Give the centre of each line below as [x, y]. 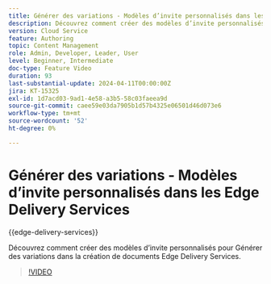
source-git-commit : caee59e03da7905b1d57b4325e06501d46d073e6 [115, 106]
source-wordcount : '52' [48, 121]
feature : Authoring [41, 38]
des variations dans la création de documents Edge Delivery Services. [125, 256]
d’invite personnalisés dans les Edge [134, 192]
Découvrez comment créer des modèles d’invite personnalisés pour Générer [135, 248]
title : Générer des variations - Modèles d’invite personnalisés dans [129, 16]
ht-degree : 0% [32, 128]
